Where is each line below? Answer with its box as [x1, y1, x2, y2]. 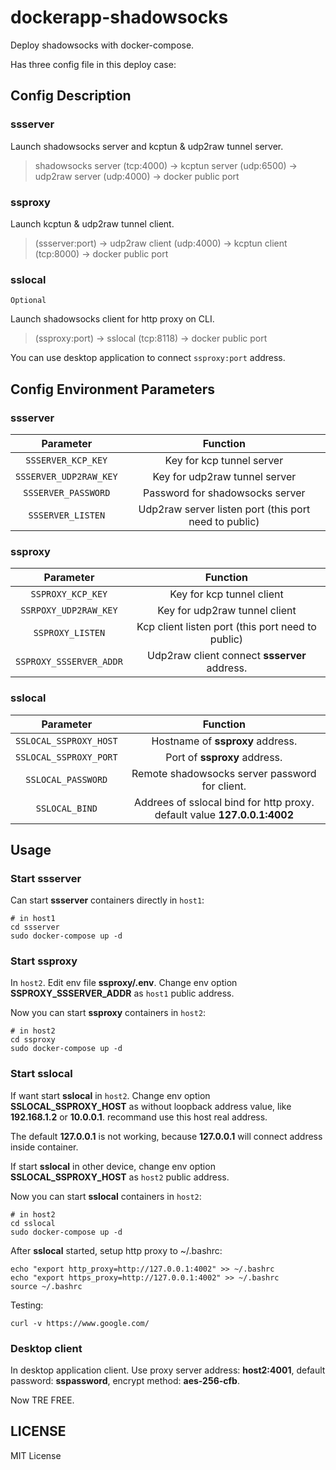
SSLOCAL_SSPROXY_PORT [15, 751, 118, 763]
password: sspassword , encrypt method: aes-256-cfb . [10, 1375, 240, 1387]
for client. [201, 779, 247, 793]
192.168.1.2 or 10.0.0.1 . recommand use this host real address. [10, 1111, 268, 1123]
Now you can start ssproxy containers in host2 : [10, 1007, 207, 1019]
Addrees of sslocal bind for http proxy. [133, 795, 315, 809]
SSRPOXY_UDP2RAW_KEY [20, 605, 118, 616]
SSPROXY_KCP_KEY [30, 589, 108, 600]
